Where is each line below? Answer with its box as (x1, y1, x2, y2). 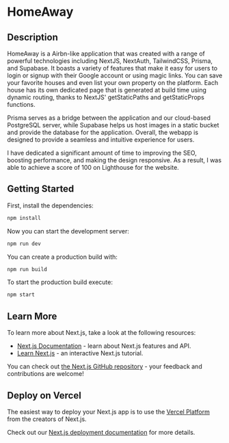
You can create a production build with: (7, 253, 118, 261)
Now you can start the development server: (7, 227, 130, 235)
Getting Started (7, 183, 75, 195)
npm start (7, 292, 36, 299)
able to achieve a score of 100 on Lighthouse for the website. (7, 164, 179, 171)
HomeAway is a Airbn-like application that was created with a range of (7, 49, 205, 58)
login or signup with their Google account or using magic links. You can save (7, 71, 223, 79)
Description (7, 31, 58, 43)
